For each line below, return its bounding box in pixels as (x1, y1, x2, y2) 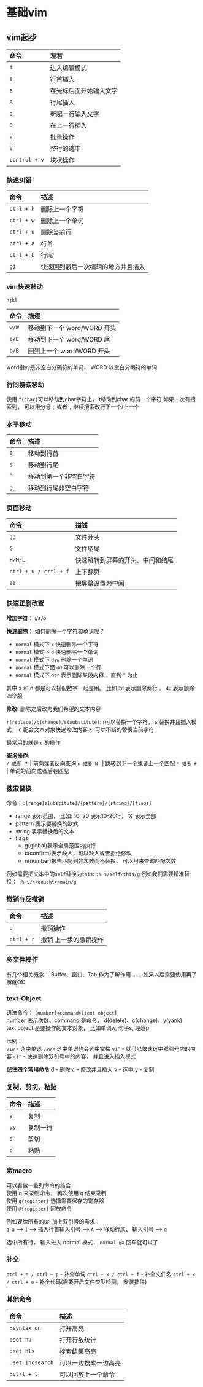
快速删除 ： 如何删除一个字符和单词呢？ (6, 627, 105, 635)
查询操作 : (6, 752, 30, 759)
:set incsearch (9, 1359, 54, 1366)
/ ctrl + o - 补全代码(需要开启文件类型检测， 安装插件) (6, 1278, 147, 1285)
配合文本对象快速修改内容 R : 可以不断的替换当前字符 (23, 726, 155, 733)
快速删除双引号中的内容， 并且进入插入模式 (26, 1052, 136, 1060)
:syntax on (9, 1325, 41, 1332)
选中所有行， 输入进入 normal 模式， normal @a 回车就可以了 (6, 1238, 158, 1246)
